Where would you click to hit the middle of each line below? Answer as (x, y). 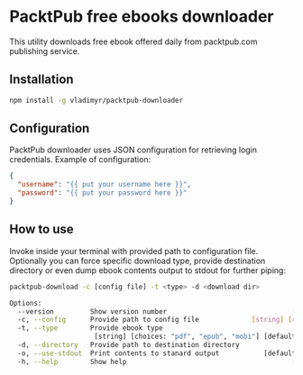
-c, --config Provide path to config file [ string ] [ (155, 320)
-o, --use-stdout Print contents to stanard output (119, 353)
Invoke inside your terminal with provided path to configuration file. (134, 251)
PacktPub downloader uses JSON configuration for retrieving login (133, 150)
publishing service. (45, 50)
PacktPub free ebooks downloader (142, 17)
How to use (41, 229)
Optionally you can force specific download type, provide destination (138, 261)
